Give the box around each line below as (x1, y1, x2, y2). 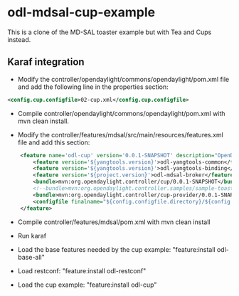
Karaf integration (7, 56, 85, 68)
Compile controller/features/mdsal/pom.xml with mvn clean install (17, 218, 211, 226)
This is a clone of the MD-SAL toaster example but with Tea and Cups (7, 28, 212, 36)
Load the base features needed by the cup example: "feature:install (17, 245, 216, 253)
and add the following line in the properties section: (17, 83, 169, 91)
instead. (7, 35, 31, 43)
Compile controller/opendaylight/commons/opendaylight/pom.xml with (17, 109, 225, 117)
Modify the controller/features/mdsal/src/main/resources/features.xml (17, 130, 224, 139)
